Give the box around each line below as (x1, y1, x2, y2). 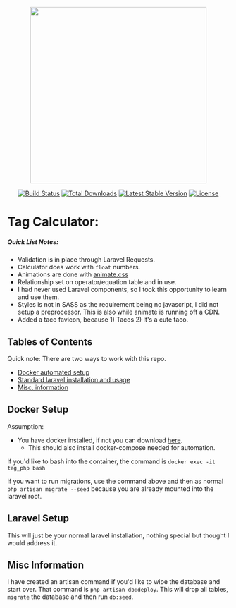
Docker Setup (7, 403, 69, 415)
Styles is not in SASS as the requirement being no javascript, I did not (17, 300, 219, 309)
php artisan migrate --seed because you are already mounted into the (7, 484, 214, 493)
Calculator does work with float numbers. (17, 263, 141, 272)
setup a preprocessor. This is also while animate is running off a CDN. (17, 308, 221, 317)
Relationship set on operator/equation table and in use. (17, 278, 177, 286)
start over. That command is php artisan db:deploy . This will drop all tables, (7, 585, 229, 594)
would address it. (7, 538, 58, 547)
